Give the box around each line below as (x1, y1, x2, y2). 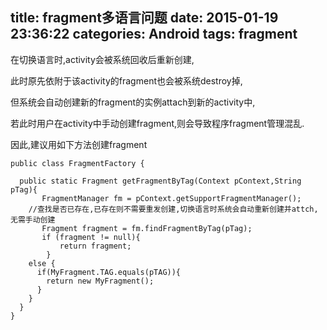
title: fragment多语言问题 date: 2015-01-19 (10, 9, 279, 27)
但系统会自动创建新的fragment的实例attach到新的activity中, (10, 96, 256, 108)
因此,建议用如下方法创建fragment (10, 138, 148, 150)
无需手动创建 (10, 214, 56, 225)
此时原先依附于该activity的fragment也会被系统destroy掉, (10, 74, 243, 87)
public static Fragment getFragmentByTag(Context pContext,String (19, 176, 302, 186)
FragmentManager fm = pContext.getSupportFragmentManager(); (41, 193, 302, 203)
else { (28, 258, 56, 268)
